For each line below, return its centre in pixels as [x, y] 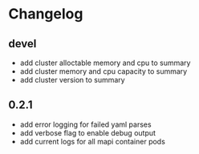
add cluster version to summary [73, 80]
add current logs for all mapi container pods [93, 141]
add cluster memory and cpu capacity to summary [104, 71]
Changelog [46, 14]
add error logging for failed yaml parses [85, 124]
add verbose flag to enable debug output [88, 132]
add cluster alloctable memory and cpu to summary [105, 63]
